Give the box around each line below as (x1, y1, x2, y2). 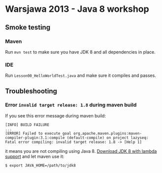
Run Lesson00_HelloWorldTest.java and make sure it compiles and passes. (5, 72, 156, 78)
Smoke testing (5, 23, 51, 32)
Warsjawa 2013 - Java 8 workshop (5, 3, 149, 15)
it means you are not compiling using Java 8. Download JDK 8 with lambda (5, 148, 157, 154)
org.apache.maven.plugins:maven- (73, 131, 142, 136)
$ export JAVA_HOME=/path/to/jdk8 (5, 163, 76, 168)
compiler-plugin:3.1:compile (5, 135, 65, 140)
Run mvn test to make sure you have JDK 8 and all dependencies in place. (5, 49, 156, 55)
